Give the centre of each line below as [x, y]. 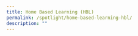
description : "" [27, 23]
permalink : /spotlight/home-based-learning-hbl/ [69, 18]
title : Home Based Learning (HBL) [50, 12]
